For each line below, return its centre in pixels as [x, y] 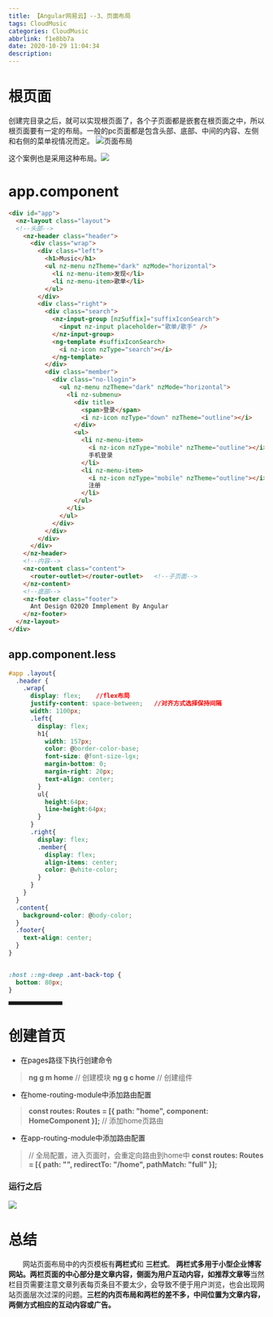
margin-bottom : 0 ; [76, 764]
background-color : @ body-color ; [78, 915]
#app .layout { [32, 673]
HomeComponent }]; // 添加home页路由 [96, 1120]
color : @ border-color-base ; [92, 749]
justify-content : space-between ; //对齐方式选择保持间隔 [126, 704]
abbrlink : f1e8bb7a [41, 39]
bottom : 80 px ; [39, 982]
